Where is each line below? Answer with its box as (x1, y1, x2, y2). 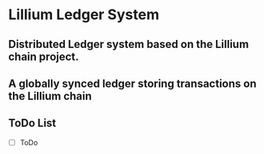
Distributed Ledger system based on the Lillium (8, 38, 250, 51)
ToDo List (8, 116, 57, 130)
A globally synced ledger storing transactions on (8, 77, 257, 90)
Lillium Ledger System (8, 6, 160, 24)
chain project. (8, 49, 79, 63)
